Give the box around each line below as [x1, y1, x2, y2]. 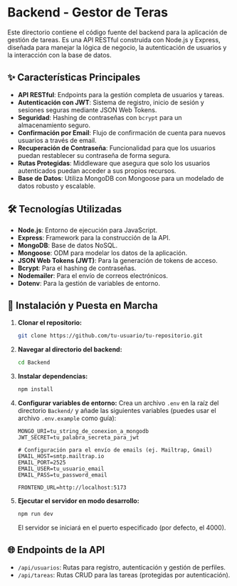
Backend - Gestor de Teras [7, 4, 169, 21]
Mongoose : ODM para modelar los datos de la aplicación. [17, 248, 188, 257]
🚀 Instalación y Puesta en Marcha [7, 299, 158, 312]
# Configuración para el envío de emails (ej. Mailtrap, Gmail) [17, 447, 213, 454]
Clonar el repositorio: [17, 319, 82, 327]
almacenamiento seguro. [17, 121, 91, 129]
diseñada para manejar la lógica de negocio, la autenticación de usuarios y [7, 43, 227, 51]
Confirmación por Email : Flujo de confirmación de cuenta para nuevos [17, 128, 226, 136]
